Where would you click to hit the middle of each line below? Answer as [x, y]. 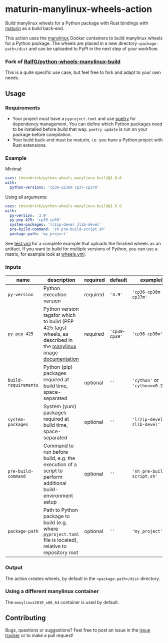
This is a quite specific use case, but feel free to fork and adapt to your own [83, 72]
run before [56, 452]
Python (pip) [58, 367]
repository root [61, 553]
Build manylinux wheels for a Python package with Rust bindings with [77, 23]
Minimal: [14, 169]
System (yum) [60, 407]
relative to [55, 547]
